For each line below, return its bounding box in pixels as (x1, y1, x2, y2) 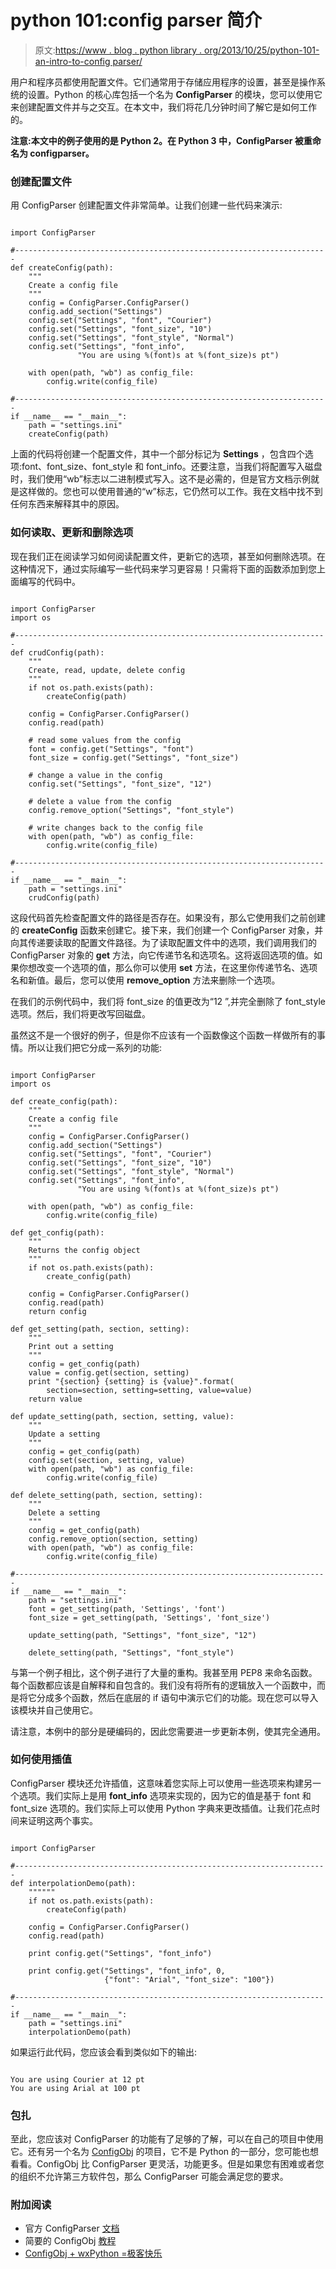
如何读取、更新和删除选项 (10, 526, 134, 540)
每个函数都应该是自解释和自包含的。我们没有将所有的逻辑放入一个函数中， (10, 1679, 317, 1691)
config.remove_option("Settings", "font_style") (28, 805, 235, 815)
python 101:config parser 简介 (10, 9, 263, 32)
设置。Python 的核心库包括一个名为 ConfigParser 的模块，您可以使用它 (27, 88, 323, 100)
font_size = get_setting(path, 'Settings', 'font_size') (28, 1612, 271, 1623)
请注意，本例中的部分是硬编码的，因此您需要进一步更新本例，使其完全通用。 (10, 1725, 326, 1737)
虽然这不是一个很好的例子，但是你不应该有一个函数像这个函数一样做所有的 (10, 1029, 317, 1041)
